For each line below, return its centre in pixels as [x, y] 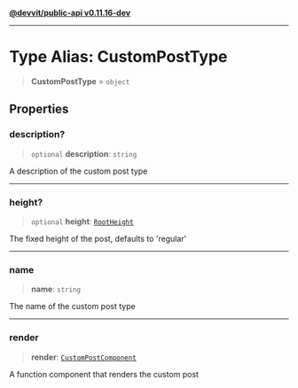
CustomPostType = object [80, 81]
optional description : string [84, 153]
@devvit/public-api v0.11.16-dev [70, 13]
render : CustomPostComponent [84, 357]
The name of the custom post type [72, 307]
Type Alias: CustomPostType [118, 57]
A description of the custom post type [78, 171]
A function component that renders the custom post [104, 374]
